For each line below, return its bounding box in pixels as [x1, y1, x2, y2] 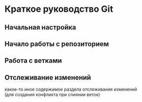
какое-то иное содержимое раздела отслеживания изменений [4, 86, 137, 92]
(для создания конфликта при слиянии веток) [4, 92, 100, 98]
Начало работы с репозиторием [4, 39, 109, 48]
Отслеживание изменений [4, 73, 91, 82]
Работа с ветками [4, 57, 62, 65]
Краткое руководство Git [4, 3, 114, 15]
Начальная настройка [4, 23, 77, 32]
